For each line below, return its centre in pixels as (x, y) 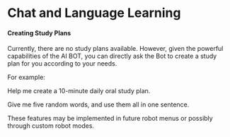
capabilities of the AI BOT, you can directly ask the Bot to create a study (112, 56)
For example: (27, 77)
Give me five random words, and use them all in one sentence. (98, 105)
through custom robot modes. (51, 126)
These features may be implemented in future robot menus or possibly (110, 119)
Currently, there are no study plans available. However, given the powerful (115, 49)
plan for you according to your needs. (62, 64)
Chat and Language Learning (94, 13)
